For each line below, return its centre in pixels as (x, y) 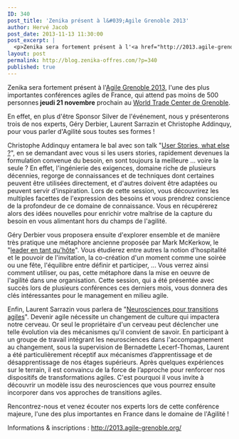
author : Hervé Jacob (38, 27)
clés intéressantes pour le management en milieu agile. (88, 295)
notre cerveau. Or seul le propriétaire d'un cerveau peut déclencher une (113, 324)
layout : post (27, 54)
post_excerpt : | (31, 41)
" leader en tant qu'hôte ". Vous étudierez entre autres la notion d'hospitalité (117, 249)
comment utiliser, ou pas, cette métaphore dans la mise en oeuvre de (109, 272)
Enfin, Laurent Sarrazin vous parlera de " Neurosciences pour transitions (113, 309)
